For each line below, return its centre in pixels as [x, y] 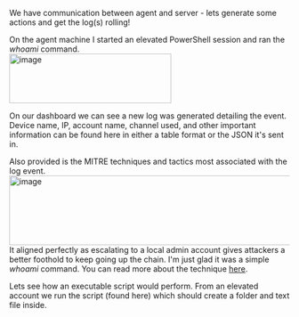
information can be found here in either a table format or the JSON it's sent [147, 134]
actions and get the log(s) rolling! [70, 22]
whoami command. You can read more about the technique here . [129, 269]
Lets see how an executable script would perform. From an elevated [134, 286]
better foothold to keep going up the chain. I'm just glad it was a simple [139, 259]
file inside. [28, 305]
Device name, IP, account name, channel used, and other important [133, 125]
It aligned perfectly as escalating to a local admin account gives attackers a [147, 250]
